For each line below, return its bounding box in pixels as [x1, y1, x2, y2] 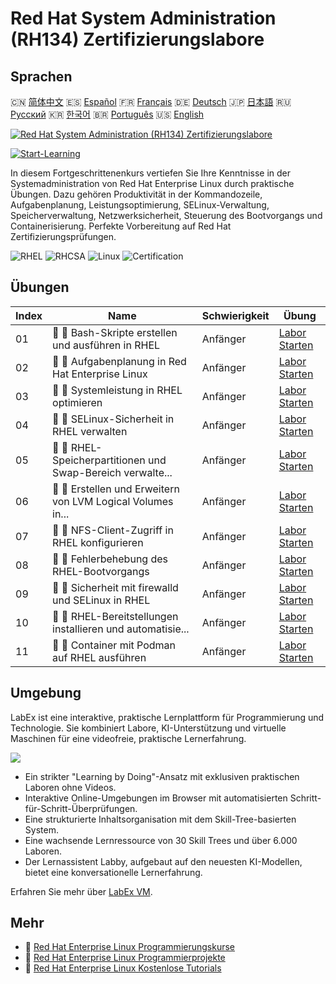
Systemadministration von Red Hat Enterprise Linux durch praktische [10, 178, 295, 189]
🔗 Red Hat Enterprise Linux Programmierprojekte [24, 952, 226, 964]
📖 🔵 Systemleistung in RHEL [52, 383, 183, 397]
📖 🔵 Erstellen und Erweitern [52, 482, 180, 496]
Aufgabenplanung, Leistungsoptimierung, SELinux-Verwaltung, [10, 199, 270, 211]
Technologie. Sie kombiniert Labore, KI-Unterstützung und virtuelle [10, 722, 287, 734]
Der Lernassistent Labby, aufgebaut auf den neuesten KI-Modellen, [24, 855, 303, 867]
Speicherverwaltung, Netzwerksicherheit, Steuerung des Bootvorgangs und [10, 210, 323, 221]
